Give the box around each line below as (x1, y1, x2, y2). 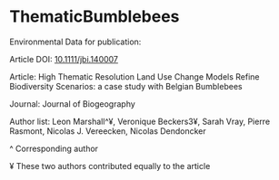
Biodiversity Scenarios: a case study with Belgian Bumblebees (9, 81, 243, 91)
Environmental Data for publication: (9, 36, 142, 47)
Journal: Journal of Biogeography (9, 98, 136, 109)
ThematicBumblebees (9, 6, 180, 27)
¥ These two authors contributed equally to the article (9, 160, 211, 171)
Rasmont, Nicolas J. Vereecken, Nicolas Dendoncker (9, 125, 206, 137)
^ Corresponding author (9, 143, 98, 154)
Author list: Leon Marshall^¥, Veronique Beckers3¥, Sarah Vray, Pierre (9, 116, 271, 127)
